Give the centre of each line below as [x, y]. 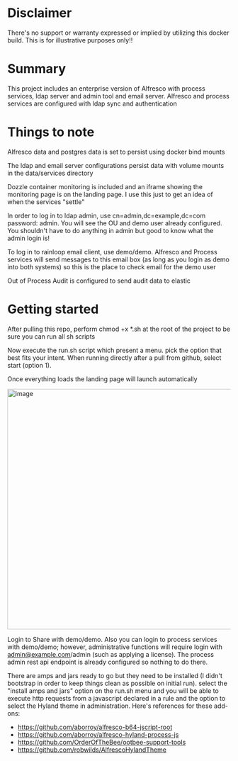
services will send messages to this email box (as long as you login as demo [119, 259]
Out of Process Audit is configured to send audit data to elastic [99, 281]
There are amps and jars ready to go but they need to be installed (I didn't [115, 675]
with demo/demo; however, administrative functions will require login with [115, 647]
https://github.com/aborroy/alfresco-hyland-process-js [98, 734]
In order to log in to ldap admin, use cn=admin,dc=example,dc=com [107, 215]
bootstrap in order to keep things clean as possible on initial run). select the [118, 683]
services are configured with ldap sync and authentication [92, 103]
